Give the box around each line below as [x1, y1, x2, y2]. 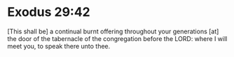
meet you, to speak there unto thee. [7, 42, 111, 50]
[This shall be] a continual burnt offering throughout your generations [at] [7, 27, 219, 35]
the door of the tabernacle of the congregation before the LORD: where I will [7, 34, 228, 42]
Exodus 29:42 [7, 4, 90, 20]
